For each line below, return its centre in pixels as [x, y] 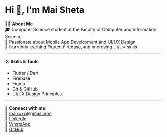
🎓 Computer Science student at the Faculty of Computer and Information [81, 29]
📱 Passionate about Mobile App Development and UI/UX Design [70, 42]
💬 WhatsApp [18, 124]
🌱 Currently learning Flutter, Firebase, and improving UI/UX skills [71, 47]
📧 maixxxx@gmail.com [28, 113]
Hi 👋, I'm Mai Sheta [45, 10]
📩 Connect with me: [26, 108]
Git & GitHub [25, 89]
